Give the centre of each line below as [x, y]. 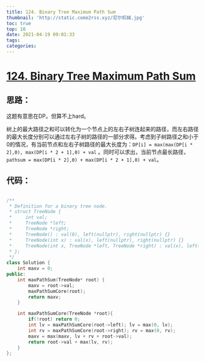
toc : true [19, 23]
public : [16, 274]
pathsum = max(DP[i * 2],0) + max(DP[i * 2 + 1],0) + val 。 [84, 159]
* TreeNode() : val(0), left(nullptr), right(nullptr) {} [90, 234]
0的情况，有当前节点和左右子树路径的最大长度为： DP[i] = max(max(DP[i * [100, 144]
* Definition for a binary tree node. [58, 206]
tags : [13, 40]
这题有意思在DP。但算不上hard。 [48, 116]
